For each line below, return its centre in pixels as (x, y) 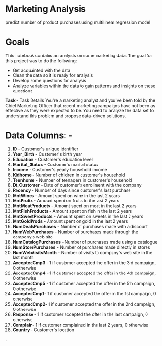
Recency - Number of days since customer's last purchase (72, 190)
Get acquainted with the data (41, 70)
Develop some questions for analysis (49, 80)
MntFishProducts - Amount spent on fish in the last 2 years (72, 211)
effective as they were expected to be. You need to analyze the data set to (80, 110)
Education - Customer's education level (52, 159)
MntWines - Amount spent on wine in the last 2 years (66, 195)
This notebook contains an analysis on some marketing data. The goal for (79, 55)
